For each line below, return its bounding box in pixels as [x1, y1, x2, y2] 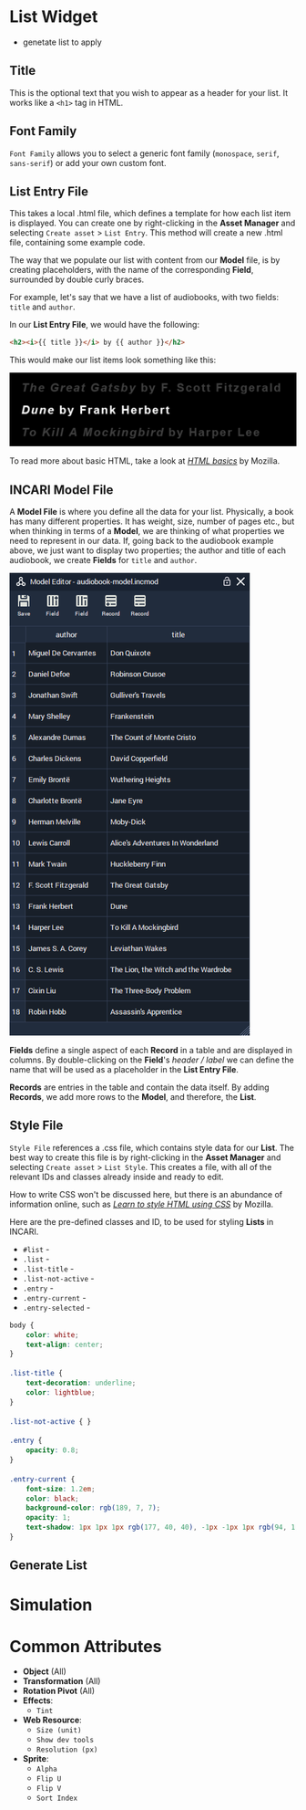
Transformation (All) [22, 1676, 101, 1687]
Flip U [36, 1774, 62, 1784]
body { [9, 1321, 35, 1330]
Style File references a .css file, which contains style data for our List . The [9, 1142, 294, 1153]
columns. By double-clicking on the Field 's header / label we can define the [9, 1054, 294, 1065]
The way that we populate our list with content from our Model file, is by [9, 255, 280, 266]
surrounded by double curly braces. [9, 274, 145, 285]
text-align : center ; [25, 1340, 104, 1349]
